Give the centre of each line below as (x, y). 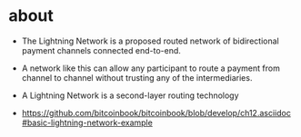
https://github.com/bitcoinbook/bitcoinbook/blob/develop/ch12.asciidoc (156, 113)
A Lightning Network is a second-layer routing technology (130, 95)
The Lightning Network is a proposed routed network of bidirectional (150, 41)
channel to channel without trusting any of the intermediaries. (137, 77)
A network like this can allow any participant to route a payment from (151, 68)
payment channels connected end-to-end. (101, 50)
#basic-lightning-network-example (87, 122)
